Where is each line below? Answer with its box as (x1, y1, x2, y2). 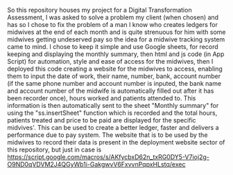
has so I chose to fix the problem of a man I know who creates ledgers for (7, 21, 218, 28)
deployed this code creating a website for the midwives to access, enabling (7, 65, 223, 73)
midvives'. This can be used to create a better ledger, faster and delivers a (7, 124, 220, 131)
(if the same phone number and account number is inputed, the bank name (7, 80, 222, 87)
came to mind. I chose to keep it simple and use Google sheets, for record (7, 43, 218, 50)
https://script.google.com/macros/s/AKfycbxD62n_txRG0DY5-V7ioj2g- (7, 153, 209, 161)
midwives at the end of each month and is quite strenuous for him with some (7, 28, 227, 36)
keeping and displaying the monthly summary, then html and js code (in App (7, 50, 225, 58)
